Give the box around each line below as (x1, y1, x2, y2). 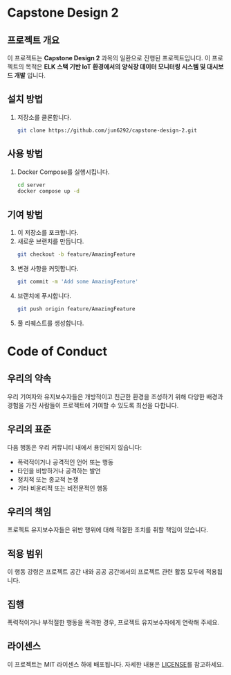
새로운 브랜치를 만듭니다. (17, 237, 84, 245)
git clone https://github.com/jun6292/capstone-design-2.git (17, 127, 198, 134)
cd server (17, 182, 46, 189)
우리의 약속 (7, 373, 52, 385)
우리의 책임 (7, 506, 52, 518)
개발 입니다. (14, 71, 46, 79)
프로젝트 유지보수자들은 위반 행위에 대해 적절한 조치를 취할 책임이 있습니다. (7, 525, 209, 534)
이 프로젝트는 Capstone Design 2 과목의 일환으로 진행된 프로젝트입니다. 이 (7, 54, 211, 62)
